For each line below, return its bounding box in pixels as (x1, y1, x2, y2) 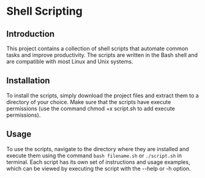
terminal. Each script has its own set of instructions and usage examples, (6, 158, 191, 166)
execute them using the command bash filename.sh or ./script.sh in (6, 152, 182, 159)
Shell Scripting (6, 4, 83, 18)
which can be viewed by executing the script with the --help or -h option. (6, 165, 191, 172)
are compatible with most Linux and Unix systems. (6, 58, 133, 65)
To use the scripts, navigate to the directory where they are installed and (6, 145, 190, 152)
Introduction (6, 29, 55, 39)
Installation (6, 75, 50, 86)
